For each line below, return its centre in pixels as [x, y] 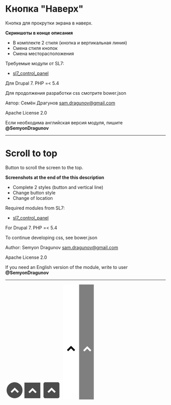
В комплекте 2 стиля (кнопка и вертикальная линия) [70, 43]
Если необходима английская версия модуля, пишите [64, 122]
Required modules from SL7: [35, 208]
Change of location [33, 198]
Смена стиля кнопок [35, 48]
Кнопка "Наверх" [45, 9]
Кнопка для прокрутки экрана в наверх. [49, 23]
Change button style [34, 193]
